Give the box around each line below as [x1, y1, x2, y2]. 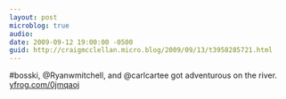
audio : [9, 29, 34, 38]
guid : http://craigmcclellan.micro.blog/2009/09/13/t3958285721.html [9, 46, 274, 55]
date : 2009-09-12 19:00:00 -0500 [9, 37, 134, 47]
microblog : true [9, 21, 69, 30]
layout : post [9, 12, 58, 22]
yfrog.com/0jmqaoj [9, 80, 80, 90]
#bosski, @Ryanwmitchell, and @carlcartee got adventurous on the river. [9, 70, 278, 80]
